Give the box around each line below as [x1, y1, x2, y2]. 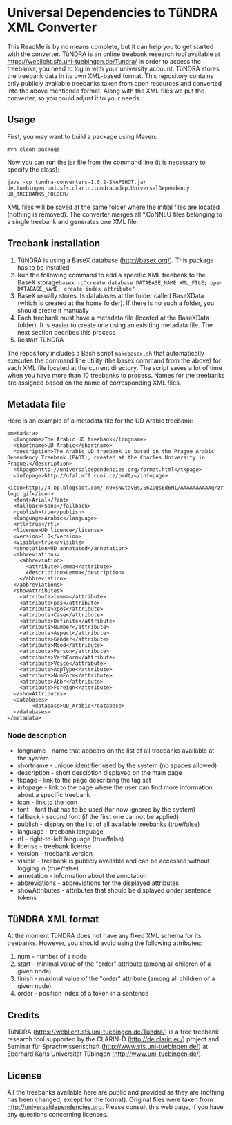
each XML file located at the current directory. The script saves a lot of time [7, 363, 223, 372]
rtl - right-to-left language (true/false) [17, 834, 124, 843]
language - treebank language [17, 827, 104, 835]
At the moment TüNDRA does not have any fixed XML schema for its [7, 932, 202, 940]
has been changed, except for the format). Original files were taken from [7, 1095, 213, 1104]
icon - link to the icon [17, 798, 78, 806]
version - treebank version [17, 849, 93, 857]
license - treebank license [17, 842, 92, 850]
